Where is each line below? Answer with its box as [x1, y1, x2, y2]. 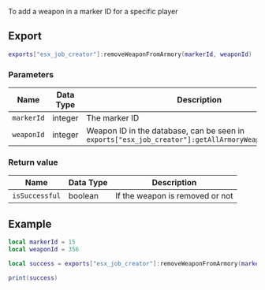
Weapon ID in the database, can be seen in [86, 125, 245, 136]
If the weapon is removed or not [115, 191, 234, 202]
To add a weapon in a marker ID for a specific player [8, 7, 178, 16]
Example [8, 217, 52, 231]
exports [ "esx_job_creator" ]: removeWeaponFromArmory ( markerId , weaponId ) [8, 50, 252, 58]
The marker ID [86, 112, 140, 123]
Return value [8, 157, 58, 168]
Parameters [8, 69, 54, 80]
